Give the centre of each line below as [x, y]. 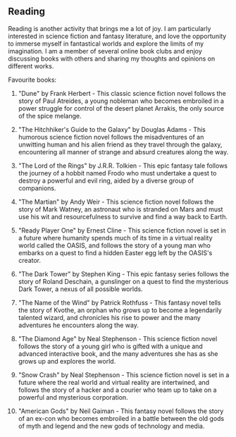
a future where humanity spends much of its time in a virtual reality [116, 238]
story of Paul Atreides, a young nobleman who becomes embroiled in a [121, 101]
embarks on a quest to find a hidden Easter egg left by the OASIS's [115, 252]
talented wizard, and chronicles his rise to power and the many [110, 317]
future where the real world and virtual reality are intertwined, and [114, 382]
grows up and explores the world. [67, 361]
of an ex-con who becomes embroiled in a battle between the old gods [121, 418]
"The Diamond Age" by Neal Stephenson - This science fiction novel [118, 338]
